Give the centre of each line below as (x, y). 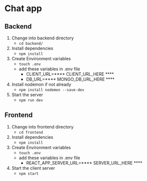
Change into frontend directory (42, 127)
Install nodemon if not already (41, 84)
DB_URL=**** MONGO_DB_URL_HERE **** (70, 79)
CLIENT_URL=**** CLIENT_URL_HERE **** (70, 74)
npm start (29, 173)
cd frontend (31, 132)
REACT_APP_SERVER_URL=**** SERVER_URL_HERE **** (84, 163)
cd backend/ (31, 44)
